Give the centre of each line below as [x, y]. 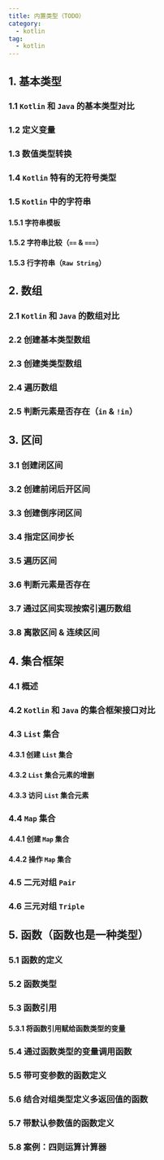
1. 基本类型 [35, 81]
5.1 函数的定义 [36, 960]
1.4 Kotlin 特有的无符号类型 [63, 178]
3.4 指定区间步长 [41, 537]
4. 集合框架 [36, 661]
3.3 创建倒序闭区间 [45, 513]
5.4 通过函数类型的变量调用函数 [70, 1052]
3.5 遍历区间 [33, 560]
